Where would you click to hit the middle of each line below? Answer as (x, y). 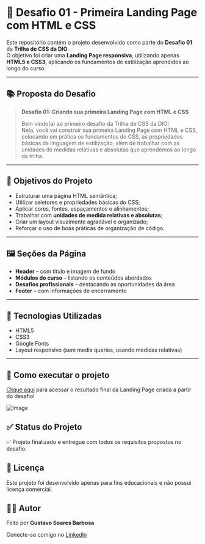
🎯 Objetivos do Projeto (49, 181)
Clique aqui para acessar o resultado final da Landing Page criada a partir (99, 390)
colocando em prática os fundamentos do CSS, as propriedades (102, 136)
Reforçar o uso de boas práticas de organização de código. (90, 228)
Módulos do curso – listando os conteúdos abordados (84, 278)
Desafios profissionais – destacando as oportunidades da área (95, 285)
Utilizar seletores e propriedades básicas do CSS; (77, 202)
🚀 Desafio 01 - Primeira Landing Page (102, 13)
